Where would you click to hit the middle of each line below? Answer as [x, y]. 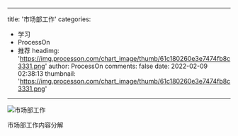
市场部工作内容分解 [35, 125]
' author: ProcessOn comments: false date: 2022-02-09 [126, 66]
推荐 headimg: [39, 51]
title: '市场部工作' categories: [49, 19]
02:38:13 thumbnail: [46, 74]
